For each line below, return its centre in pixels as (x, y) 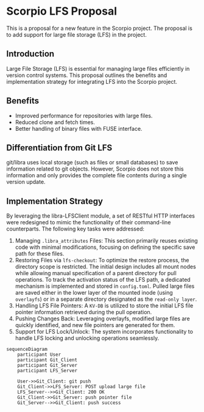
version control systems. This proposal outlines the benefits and (87, 75)
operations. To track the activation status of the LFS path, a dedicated (103, 280)
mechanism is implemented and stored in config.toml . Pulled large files (105, 286)
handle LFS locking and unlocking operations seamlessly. (87, 338)
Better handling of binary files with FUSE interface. (79, 128)
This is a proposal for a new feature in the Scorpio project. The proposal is (100, 28)
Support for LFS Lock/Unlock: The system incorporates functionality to (104, 332)
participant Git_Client (47, 360)
